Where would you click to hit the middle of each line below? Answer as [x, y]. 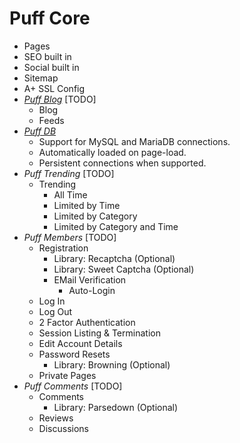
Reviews [56, 418]
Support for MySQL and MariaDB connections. [134, 141]
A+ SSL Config [54, 88]
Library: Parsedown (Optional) [116, 407]
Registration [63, 248]
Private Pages [67, 375]
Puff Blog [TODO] [60, 99]
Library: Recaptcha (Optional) [114, 258]
